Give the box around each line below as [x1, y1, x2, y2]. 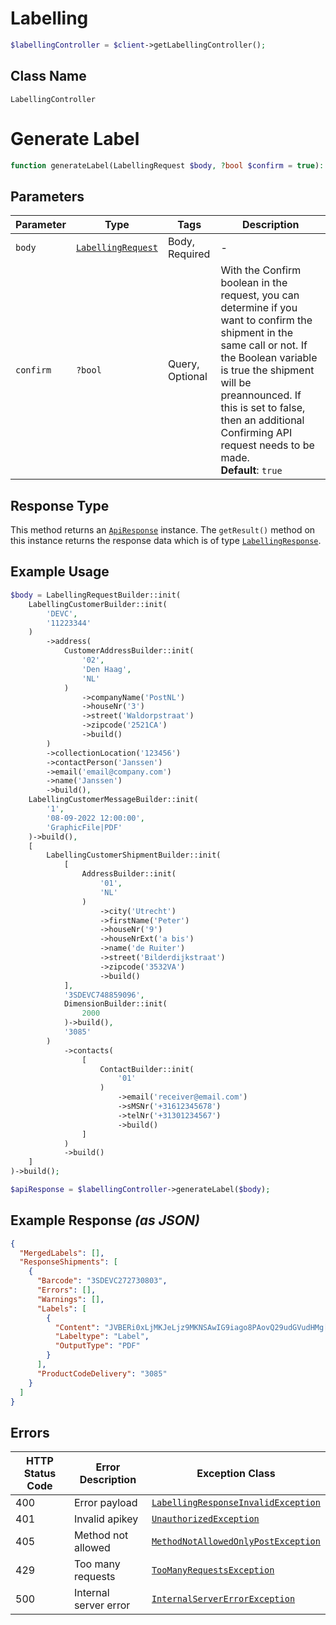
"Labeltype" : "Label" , [54, 1332, 150, 1342]
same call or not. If [220, 338, 308, 352]
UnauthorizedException [151, 1513, 260, 1525]
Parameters [10, 188, 85, 205]
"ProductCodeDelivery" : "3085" [36, 1368, 168, 1379]
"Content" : [54, 1322, 101, 1332]
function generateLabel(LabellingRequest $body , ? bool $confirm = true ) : [10, 160, 325, 171]
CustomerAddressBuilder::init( [63, 646, 195, 656]
